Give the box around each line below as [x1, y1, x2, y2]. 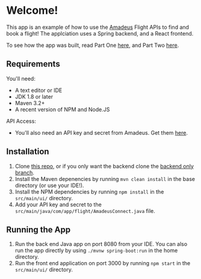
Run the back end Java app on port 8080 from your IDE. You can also [14, 241, 188, 248]
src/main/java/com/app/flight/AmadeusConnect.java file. [14, 207, 155, 214]
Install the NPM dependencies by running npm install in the [14, 188, 164, 195]
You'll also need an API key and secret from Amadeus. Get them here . [14, 129, 188, 136]
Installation [6, 147, 49, 157]
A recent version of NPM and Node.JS [14, 106, 110, 113]
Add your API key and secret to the [14, 201, 102, 208]
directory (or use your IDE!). [14, 182, 84, 189]
